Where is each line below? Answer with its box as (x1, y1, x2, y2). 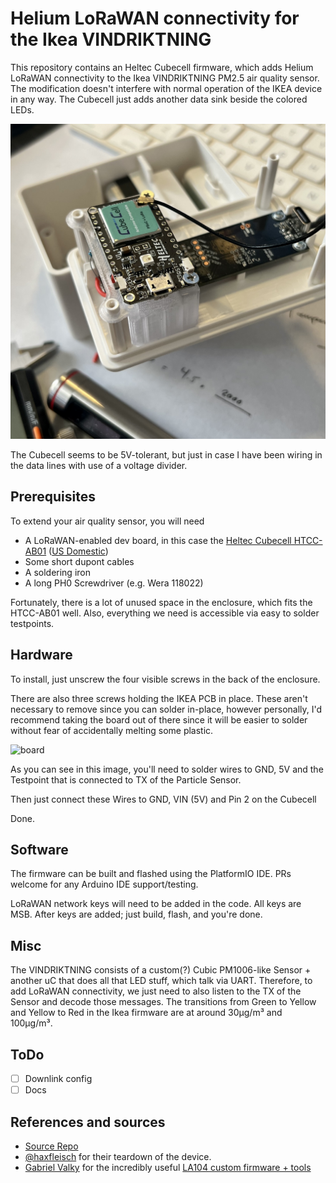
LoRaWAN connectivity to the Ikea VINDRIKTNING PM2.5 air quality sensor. (10, 72, 320, 84)
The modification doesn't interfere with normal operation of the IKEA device (10, 82, 323, 94)
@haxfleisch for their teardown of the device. (24, 1150, 212, 1162)
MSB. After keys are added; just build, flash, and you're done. (10, 908, 263, 921)
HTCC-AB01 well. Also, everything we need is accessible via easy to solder (10, 607, 320, 619)
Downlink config (24, 1073, 93, 1084)
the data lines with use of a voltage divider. (10, 459, 188, 471)
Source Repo (24, 1140, 79, 1152)
